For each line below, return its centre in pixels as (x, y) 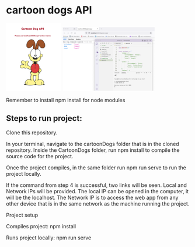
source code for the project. (40, 156)
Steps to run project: (44, 118)
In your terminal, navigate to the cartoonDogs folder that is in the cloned (93, 144)
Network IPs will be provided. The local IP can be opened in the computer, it (97, 191)
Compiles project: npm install (41, 226)
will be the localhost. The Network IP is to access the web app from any (92, 197)
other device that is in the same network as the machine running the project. (98, 203)
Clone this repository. (32, 133)
